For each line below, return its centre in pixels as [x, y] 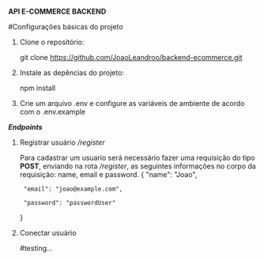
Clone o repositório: [52, 42]
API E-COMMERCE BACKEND [57, 11]
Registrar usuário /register [62, 142]
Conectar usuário [48, 233]
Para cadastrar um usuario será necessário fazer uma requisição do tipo [137, 158]
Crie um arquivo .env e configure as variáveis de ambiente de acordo [132, 103]
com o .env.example [53, 112]
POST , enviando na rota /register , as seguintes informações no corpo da [138, 166]
